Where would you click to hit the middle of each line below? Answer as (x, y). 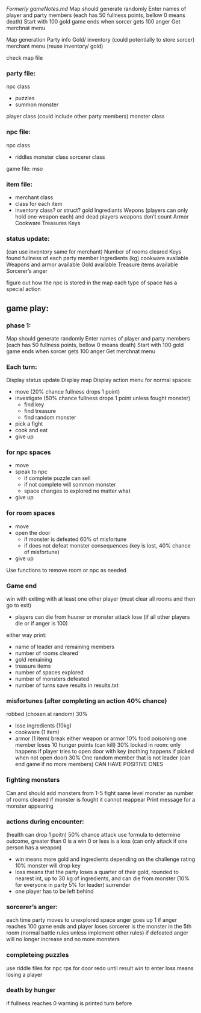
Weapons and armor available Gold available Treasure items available (92, 264)
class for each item (39, 203)
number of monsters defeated (52, 679)
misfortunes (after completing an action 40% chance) (87, 701)
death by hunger (31, 990)
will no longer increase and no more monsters (63, 939)
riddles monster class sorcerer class (60, 157)
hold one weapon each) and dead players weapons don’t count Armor (102, 216)
